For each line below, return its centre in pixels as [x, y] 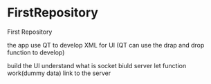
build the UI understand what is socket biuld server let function [97, 65]
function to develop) [36, 52]
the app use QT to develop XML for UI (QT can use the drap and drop [106, 45]
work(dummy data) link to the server [59, 73]
